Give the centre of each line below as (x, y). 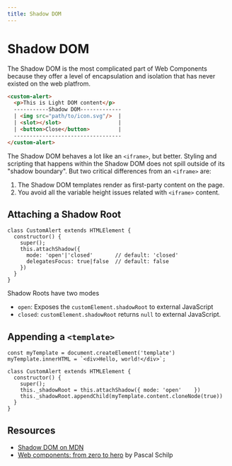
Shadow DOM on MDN (51, 447)
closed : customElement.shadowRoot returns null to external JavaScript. (119, 315)
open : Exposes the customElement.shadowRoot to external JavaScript (115, 307)
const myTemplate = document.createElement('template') (91, 353)
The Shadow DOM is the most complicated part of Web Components (107, 69)
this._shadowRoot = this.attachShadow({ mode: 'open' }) (110, 390)
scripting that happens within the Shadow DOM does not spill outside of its (116, 163)
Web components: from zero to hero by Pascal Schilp (95, 455)
